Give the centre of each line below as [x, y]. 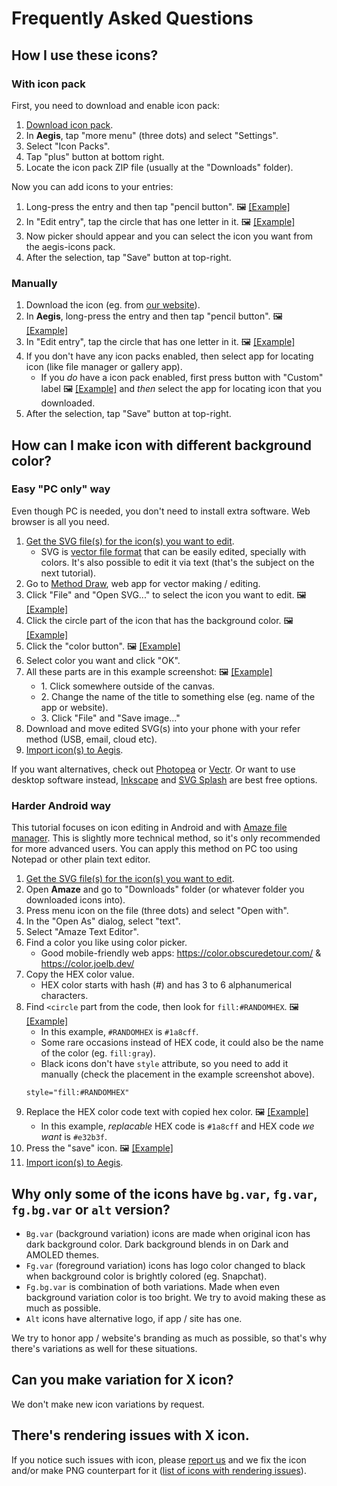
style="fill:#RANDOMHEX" [77, 1093]
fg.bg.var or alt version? [91, 1209]
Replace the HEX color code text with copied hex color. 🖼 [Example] [167, 1112]
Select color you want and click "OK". [103, 660]
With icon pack [48, 84]
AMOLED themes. [62, 1254]
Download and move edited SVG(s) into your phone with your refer [163, 728]
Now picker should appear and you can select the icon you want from [169, 236]
